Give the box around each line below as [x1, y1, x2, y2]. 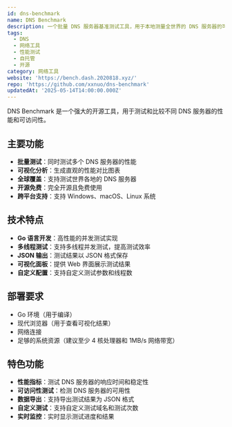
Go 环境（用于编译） [17, 310, 76, 319]
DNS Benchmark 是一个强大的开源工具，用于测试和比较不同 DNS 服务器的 [7, 107, 217, 115]
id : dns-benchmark [7, 10, 60, 17]
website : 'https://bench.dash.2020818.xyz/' [7, 74, 137, 82]
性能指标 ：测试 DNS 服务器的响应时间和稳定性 [17, 378, 149, 386]
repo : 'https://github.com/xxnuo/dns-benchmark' [7, 81, 150, 88]
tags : [7, 29, 23, 37]
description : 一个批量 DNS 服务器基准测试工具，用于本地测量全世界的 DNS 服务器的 [7, 23, 222, 30]
